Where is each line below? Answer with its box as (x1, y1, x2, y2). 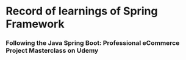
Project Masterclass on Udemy (5, 47, 99, 55)
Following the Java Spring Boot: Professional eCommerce (5, 39, 180, 47)
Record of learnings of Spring (5, 4, 158, 18)
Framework (5, 17, 65, 31)
